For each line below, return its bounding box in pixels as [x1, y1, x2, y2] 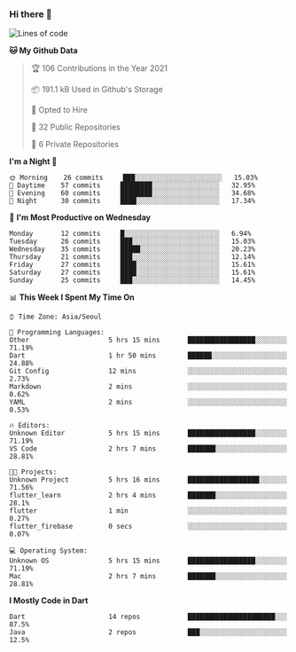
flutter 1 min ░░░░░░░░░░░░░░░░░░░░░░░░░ [9, 507, 288, 515]
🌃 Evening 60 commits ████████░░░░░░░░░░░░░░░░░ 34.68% [9, 189, 255, 198]
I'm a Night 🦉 [9, 156, 58, 167]
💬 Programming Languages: [9, 328, 105, 337]
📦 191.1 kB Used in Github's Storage [30, 84, 164, 95]
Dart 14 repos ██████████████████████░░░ [9, 612, 288, 622]
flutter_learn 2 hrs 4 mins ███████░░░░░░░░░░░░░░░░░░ [9, 491, 288, 500]
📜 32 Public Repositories [30, 122, 121, 132]
